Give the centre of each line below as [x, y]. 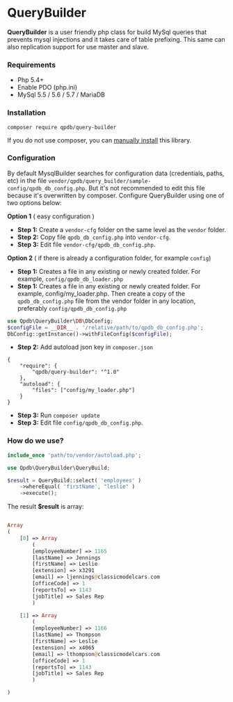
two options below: [35, 202]
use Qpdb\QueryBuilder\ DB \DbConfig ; [60, 321]
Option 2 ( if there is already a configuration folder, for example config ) [109, 258]
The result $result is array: [46, 507]
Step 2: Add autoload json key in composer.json [85, 347]
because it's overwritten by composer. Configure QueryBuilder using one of [116, 195]
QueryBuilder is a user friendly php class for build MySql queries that [107, 32]
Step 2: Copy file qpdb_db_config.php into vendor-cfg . [94, 237]
